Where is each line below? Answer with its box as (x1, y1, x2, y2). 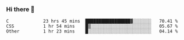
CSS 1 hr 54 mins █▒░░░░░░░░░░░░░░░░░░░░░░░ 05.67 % (6, 23, 178, 30)
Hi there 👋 (6, 5, 35, 13)
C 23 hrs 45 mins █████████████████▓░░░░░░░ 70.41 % (6, 19, 178, 24)
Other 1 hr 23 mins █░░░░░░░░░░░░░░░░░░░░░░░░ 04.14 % (6, 28, 178, 34)
